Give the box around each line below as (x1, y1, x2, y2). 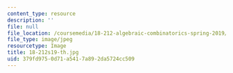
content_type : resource (7, 10, 76, 17)
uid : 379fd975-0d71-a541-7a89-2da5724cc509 (7, 56, 135, 63)
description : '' (7, 17, 54, 24)
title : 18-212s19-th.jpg (7, 49, 79, 56)
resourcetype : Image (7, 42, 67, 49)
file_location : (7, 29, 51, 37)
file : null (7, 23, 39, 30)
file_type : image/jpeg (7, 36, 73, 43)
